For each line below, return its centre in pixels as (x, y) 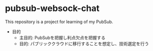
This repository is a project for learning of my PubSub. (59, 22)
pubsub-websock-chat (52, 8)
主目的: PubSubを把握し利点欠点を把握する (62, 38)
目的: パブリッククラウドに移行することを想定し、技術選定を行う (84, 43)
